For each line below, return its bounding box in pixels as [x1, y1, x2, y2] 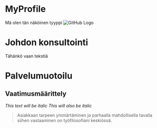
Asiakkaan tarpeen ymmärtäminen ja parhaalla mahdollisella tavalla [17, 112, 153, 118]
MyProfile [5, 3, 46, 15]
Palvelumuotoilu [5, 70, 72, 81]
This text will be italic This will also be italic [5, 102, 92, 108]
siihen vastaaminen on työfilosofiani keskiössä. [17, 117, 112, 123]
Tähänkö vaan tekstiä [5, 53, 48, 59]
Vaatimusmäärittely [5, 90, 67, 98]
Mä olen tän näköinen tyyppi [5, 20, 63, 26]
